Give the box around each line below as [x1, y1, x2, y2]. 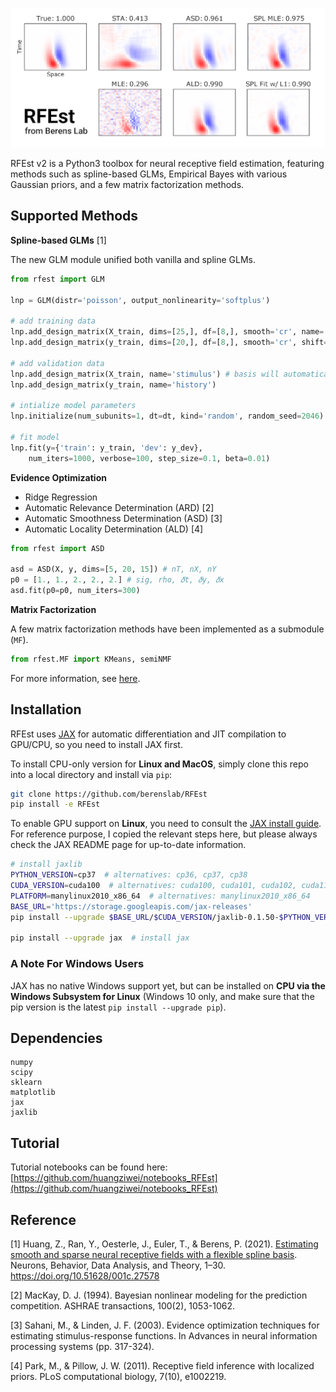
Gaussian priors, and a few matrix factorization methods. [10, 178, 245, 190]
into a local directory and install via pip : [10, 768, 173, 780]
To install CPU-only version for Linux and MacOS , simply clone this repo [10, 758, 309, 770]
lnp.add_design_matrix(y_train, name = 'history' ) [10, 379, 217, 390]
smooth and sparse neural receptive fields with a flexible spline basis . [10, 1249, 298, 1261]
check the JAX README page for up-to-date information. [10, 839, 247, 851]
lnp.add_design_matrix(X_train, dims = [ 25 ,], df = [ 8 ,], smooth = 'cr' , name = [10, 327, 325, 337]
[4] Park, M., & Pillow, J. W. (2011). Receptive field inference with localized [10, 1360, 315, 1372]
